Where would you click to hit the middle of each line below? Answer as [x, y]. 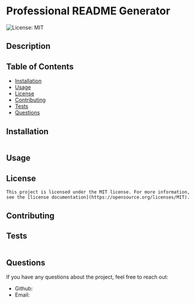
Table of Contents [40, 67]
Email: [22, 295]
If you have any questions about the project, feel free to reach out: [87, 277]
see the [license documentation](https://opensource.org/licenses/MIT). [98, 197]
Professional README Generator [88, 11]
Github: [24, 289]
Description [28, 46]
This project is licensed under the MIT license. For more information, [98, 192]
